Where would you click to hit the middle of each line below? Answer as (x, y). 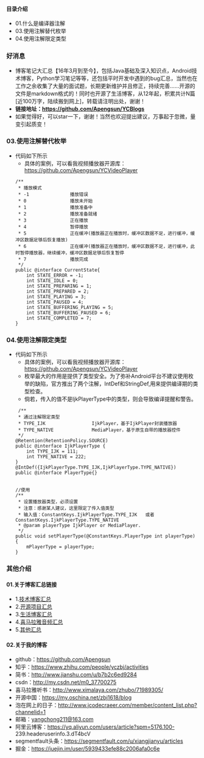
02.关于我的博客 (27, 644)
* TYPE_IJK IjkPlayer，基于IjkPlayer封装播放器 (98, 424)
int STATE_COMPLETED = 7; (59, 318)
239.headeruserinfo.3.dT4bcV (53, 734)
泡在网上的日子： (37, 705)
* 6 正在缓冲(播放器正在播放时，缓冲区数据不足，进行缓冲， (104, 246)
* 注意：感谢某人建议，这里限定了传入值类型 (66, 508)
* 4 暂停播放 (53, 227)
